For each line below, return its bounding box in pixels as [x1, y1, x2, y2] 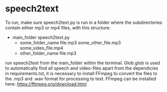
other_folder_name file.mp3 [19, 50, 77, 56]
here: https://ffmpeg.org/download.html [5, 81, 87, 87]
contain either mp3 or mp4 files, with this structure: [5, 24, 111, 30]
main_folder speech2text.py [12, 34, 70, 40]
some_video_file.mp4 [19, 45, 63, 51]
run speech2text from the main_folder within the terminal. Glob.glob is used [5, 60, 161, 66]
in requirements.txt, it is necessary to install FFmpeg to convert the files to [5, 70, 158, 76]
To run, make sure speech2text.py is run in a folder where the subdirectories [5, 19, 163, 25]
